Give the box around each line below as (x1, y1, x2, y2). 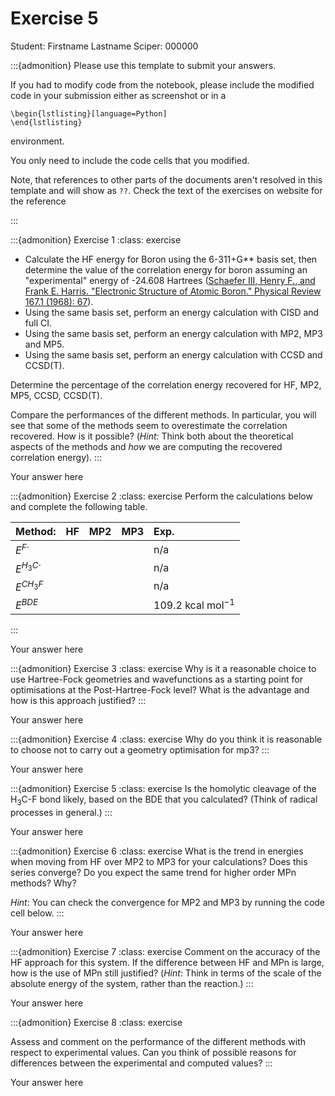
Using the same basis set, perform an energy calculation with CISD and (24, 306, 320, 318)
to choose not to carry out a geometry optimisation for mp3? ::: (10, 744, 270, 756)
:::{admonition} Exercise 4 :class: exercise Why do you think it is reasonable (10, 733, 323, 746)
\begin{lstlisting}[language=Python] (10, 108, 168, 119)
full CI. (24, 317, 52, 329)
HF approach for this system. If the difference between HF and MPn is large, (10, 957, 325, 969)
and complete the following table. (10, 500, 148, 512)
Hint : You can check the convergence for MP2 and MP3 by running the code (10, 897, 326, 909)
